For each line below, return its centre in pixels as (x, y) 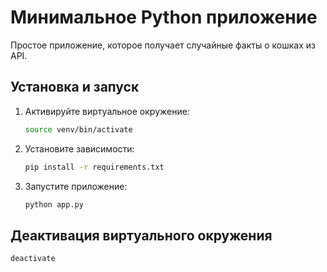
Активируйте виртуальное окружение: (107, 111)
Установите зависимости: (79, 148)
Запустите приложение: (76, 186)
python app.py (54, 204)
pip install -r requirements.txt (94, 167)
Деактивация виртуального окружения (141, 235)
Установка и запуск (75, 87)
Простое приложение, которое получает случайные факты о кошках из (163, 45)
